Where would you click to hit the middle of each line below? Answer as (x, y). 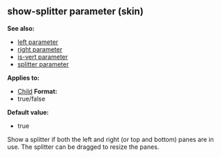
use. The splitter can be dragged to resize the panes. (83, 147)
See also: (21, 28)
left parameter (38, 42)
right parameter (40, 49)
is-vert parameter (43, 57)
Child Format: (37, 91)
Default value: (28, 112)
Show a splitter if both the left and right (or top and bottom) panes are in (110, 139)
